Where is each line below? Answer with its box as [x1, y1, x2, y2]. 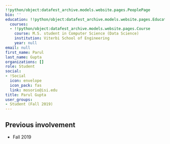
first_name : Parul [5, 50, 44, 55]
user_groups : [5, 97, 33, 102]
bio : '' [5, 12, 22, 17]
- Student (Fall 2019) [5, 102, 53, 107]
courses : [10, 21, 28, 27]
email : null [5, 45, 30, 50]
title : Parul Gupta [5, 92, 47, 97]
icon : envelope [10, 78, 42, 83]
